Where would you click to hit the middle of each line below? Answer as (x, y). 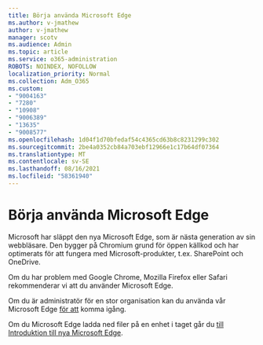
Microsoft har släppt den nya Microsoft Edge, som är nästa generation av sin (132, 237)
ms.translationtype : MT (47, 154)
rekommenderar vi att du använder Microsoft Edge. (91, 285)
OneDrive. (24, 262)
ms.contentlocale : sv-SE (49, 162)
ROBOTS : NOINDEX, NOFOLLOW (52, 67)
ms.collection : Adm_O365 (49, 81)
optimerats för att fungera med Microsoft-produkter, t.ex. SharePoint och (126, 253)
